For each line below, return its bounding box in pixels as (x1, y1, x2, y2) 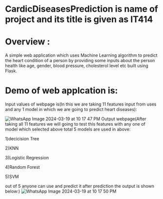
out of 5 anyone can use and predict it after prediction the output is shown (5, 183, 155, 189)
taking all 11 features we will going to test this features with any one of (5, 121, 145, 127)
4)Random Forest (5, 164, 40, 170)
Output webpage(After (101, 116, 146, 122)
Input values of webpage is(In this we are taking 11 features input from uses (5, 101, 157, 107)
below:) (5, 188, 20, 194)
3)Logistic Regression (5, 155, 49, 161)
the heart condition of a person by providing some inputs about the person (5, 58, 155, 64)
